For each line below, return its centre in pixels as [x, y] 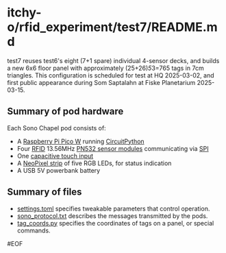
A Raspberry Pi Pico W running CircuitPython [81, 141]
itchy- [24, 13]
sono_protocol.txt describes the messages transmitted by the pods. [112, 216]
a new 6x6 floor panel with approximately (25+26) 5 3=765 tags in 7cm [105, 68]
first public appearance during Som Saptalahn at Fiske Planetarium [101, 82]
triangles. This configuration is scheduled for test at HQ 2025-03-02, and [111, 75]
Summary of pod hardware [65, 111]
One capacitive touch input [55, 156]
